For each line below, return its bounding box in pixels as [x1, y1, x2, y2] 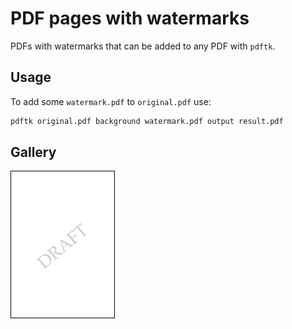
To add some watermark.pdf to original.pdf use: [10, 95, 212, 107]
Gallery [10, 144, 57, 161]
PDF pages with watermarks [10, 7, 250, 30]
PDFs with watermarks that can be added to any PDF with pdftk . [10, 40, 276, 52]
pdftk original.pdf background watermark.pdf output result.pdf [10, 116, 284, 126]
